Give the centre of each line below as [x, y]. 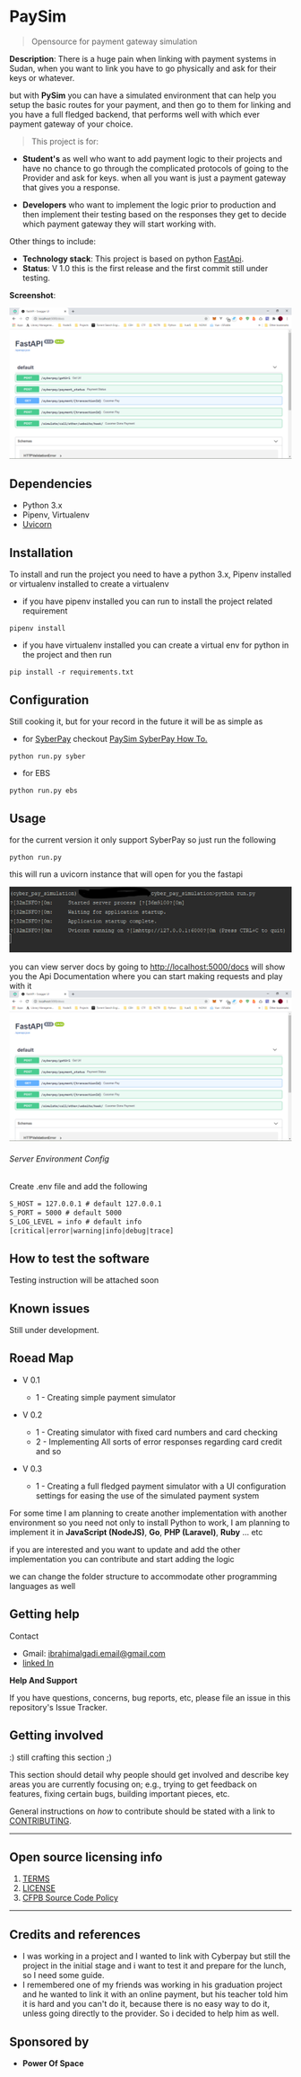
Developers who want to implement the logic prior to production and [149, 205]
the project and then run [67, 655]
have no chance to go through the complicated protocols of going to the [155, 168]
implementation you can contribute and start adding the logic [122, 1559]
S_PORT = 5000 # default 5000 [66, 1213]
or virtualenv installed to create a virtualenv [89, 584]
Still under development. [55, 1330]
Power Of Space [53, 2063]
